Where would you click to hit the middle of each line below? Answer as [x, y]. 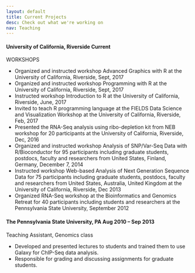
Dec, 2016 [27, 140]
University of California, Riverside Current [58, 46]
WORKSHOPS [23, 60]
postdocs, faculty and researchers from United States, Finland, [90, 159]
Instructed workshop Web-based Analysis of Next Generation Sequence [102, 171]
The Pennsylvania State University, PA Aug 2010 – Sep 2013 [80, 222]
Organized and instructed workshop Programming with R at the [90, 83]
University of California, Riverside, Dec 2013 [68, 190]
